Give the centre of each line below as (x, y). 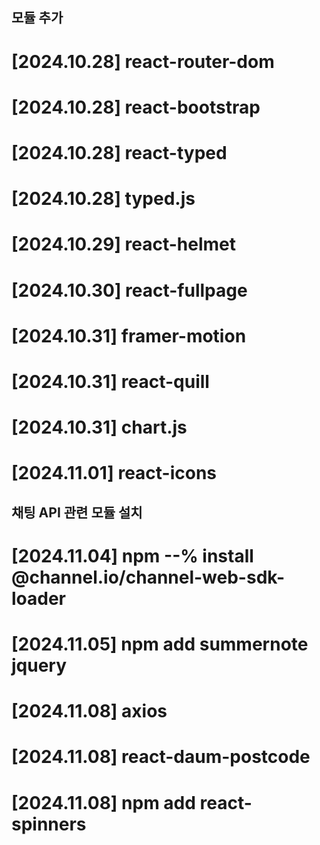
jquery (39, 665)
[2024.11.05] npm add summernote (160, 644)
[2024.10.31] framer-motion (129, 335)
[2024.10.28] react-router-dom (143, 61)
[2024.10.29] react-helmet (124, 244)
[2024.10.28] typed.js (103, 199)
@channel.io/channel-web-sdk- (148, 577)
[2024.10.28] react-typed (119, 152)
